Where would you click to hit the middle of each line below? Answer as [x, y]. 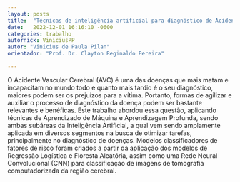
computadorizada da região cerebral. [62, 171]
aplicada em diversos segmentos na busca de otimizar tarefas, [100, 133]
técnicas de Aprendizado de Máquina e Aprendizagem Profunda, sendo [113, 117]
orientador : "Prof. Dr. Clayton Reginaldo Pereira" [86, 54]
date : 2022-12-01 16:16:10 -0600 [60, 27]
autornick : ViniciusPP [41, 41]
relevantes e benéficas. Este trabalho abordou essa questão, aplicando [112, 110]
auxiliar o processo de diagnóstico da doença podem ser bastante [105, 102]
